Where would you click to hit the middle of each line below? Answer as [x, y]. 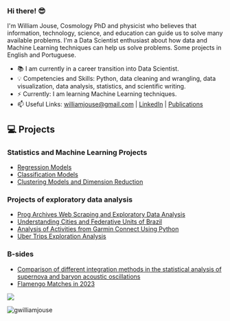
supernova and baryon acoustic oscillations [79, 276]
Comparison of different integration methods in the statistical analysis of [119, 269]
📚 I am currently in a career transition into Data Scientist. [98, 69]
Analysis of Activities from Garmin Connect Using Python [98, 229]
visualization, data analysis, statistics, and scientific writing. [101, 86]
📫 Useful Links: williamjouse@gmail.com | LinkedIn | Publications [110, 104]
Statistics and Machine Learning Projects [77, 152]
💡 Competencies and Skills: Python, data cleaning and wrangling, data [116, 79]
